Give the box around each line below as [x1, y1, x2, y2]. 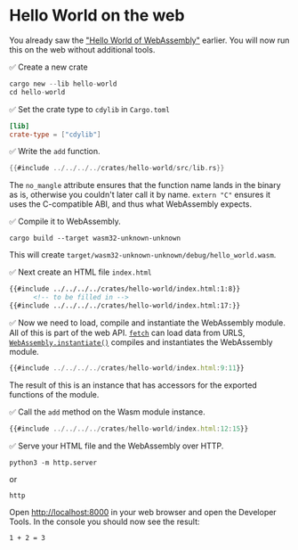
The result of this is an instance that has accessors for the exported [9, 380, 258, 390]
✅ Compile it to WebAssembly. [9, 216, 122, 227]
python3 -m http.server [9, 458, 98, 467]
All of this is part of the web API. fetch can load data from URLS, [9, 327, 246, 338]
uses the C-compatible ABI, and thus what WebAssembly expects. [9, 199, 252, 209]
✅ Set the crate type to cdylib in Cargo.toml [9, 103, 171, 114]
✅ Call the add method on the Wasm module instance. [9, 406, 206, 417]
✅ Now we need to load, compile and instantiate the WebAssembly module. [9, 317, 286, 328]
